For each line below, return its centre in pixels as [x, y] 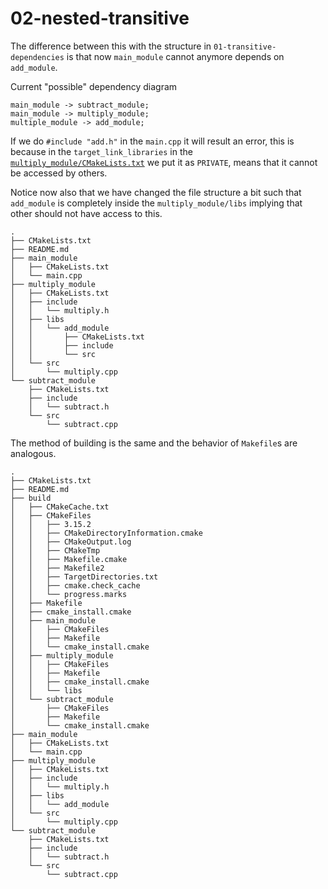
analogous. [33, 453]
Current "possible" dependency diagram [94, 86]
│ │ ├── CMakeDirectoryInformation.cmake [106, 533]
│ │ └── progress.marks [69, 594]
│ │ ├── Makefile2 [57, 568]
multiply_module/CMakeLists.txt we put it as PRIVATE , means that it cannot [164, 162]
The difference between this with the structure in [111, 46]
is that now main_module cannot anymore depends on [175, 56]
